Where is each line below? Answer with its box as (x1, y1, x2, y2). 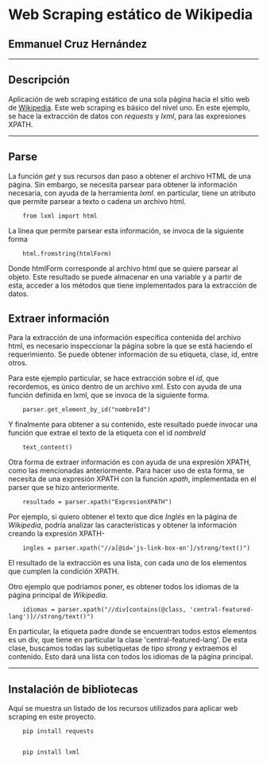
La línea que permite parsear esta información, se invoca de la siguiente (8, 226, 245, 235)
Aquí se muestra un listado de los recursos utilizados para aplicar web (8, 704, 238, 713)
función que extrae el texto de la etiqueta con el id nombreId (8, 428, 207, 438)
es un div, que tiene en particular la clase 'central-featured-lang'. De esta (8, 635, 248, 645)
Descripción (8, 73, 70, 87)
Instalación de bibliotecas (8, 682, 139, 696)
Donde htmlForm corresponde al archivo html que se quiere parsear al (8, 264, 238, 273)
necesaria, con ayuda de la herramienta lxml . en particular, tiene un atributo (8, 188, 256, 198)
